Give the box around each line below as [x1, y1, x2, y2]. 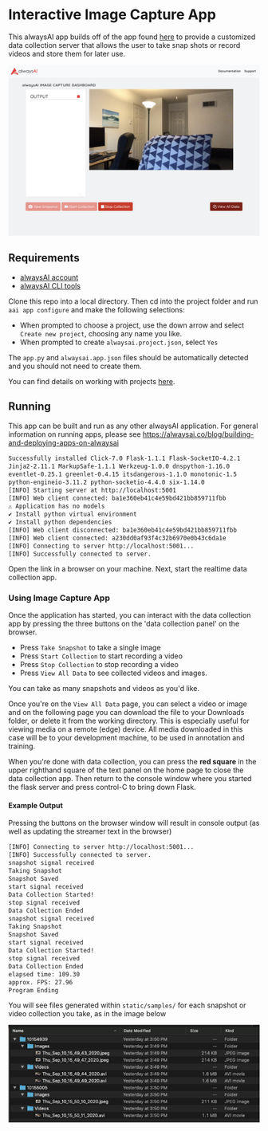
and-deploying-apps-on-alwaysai [8, 438, 120, 447]
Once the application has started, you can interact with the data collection [8, 610, 251, 619]
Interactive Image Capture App [8, 6, 217, 24]
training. [8, 741, 36, 751]
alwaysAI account [19, 273, 79, 282]
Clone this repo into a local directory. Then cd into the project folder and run [8, 296, 258, 306]
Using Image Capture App [8, 592, 110, 603]
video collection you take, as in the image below [8, 1009, 167, 1019]
